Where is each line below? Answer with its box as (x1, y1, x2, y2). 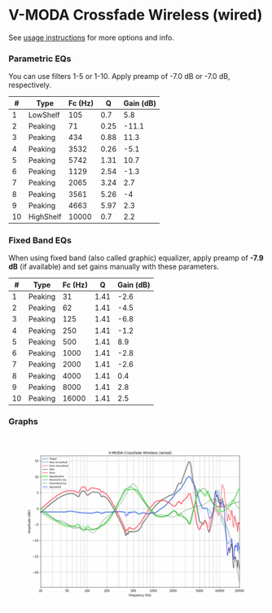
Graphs (8, 416, 38, 427)
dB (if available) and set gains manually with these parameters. (8, 262, 220, 272)
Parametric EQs (8, 53, 72, 64)
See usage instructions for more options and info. (8, 33, 175, 42)
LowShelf (28, 110, 60, 120)
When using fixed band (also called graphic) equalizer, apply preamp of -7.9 (8, 253, 264, 263)
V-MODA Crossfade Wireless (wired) (8, 6, 263, 24)
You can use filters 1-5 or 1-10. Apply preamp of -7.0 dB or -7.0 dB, (8, 72, 230, 81)
